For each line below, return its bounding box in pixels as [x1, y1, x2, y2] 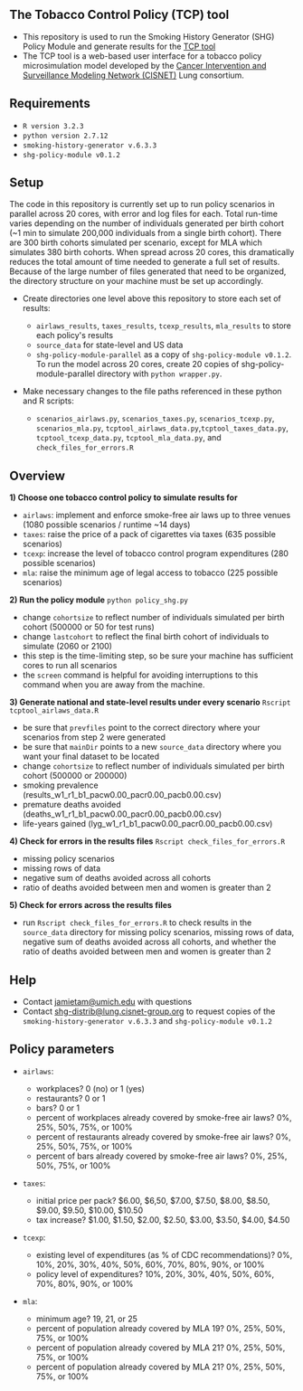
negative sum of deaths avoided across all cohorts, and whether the [22, 936, 277, 948]
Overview [9, 468, 66, 483]
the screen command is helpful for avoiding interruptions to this [22, 669, 259, 681]
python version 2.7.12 [22, 131, 109, 140]
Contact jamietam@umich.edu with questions [22, 997, 193, 1008]
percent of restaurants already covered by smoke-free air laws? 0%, [35, 1131, 291, 1142]
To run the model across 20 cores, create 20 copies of [35, 359, 240, 370]
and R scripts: [22, 395, 75, 406]
